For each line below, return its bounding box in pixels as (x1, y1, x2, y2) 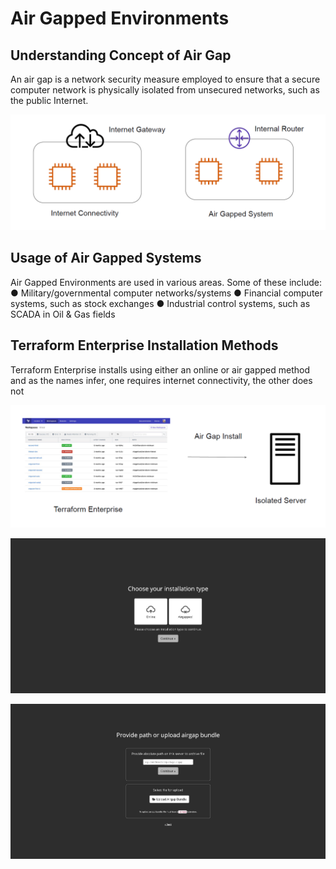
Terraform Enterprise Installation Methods (10, 337, 279, 354)
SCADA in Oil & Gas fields (10, 308, 116, 320)
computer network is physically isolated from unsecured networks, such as (10, 84, 320, 96)
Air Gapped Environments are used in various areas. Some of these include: (10, 276, 323, 288)
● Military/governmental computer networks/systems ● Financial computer (10, 287, 323, 299)
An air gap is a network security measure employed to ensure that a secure (10, 73, 321, 85)
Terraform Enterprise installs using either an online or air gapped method (10, 363, 310, 376)
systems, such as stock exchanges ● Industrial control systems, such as (10, 297, 311, 309)
